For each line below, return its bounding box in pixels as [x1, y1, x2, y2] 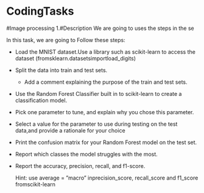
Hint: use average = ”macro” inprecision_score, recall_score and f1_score [15, 174, 199, 181]
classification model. [15, 96, 68, 104]
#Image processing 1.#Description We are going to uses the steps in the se [6, 24, 195, 32]
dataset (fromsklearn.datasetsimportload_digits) [15, 54, 136, 62]
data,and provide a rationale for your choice [15, 126, 126, 134]
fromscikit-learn [15, 180, 56, 188]
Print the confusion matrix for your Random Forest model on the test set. [15, 139, 197, 146]
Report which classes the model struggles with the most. [15, 150, 158, 158]
